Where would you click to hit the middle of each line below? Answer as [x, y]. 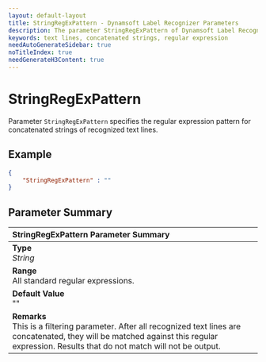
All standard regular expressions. [73, 281]
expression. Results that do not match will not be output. [116, 346]
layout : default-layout [47, 15]
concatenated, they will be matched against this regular [115, 337]
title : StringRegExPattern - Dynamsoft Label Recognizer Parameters [123, 23]
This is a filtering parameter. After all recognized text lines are [127, 326]
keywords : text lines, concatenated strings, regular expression [118, 38]
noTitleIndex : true [40, 52]
